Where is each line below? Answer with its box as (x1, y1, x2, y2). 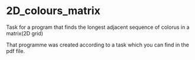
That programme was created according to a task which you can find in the (6, 41, 189, 48)
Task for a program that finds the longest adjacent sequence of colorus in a (6, 24, 190, 31)
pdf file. (6, 47, 25, 54)
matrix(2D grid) (6, 29, 43, 36)
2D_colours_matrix (6, 4, 100, 18)
